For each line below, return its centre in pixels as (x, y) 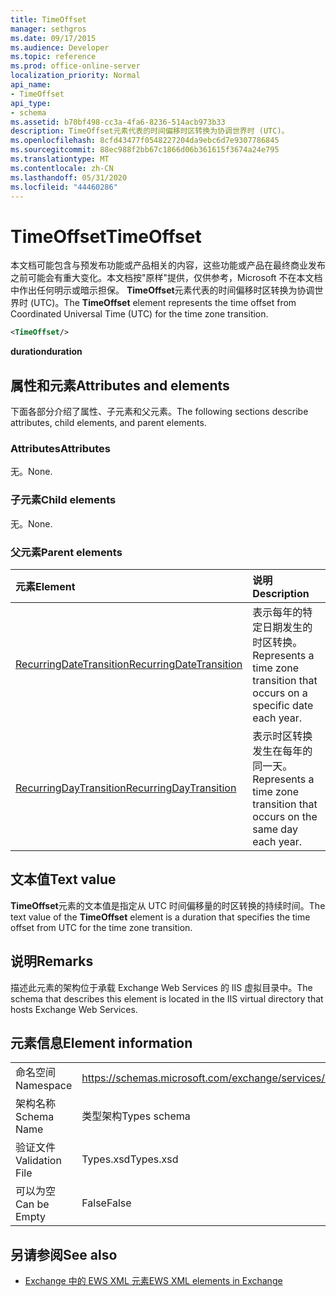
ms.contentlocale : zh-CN (62, 168)
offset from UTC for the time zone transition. (101, 927)
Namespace (44, 1086)
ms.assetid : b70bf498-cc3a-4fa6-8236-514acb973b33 (118, 122)
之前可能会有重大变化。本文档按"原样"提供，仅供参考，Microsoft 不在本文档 (166, 278)
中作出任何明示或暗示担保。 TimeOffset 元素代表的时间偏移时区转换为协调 (162, 290)
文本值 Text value (63, 879)
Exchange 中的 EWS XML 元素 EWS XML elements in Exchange (153, 1281)
